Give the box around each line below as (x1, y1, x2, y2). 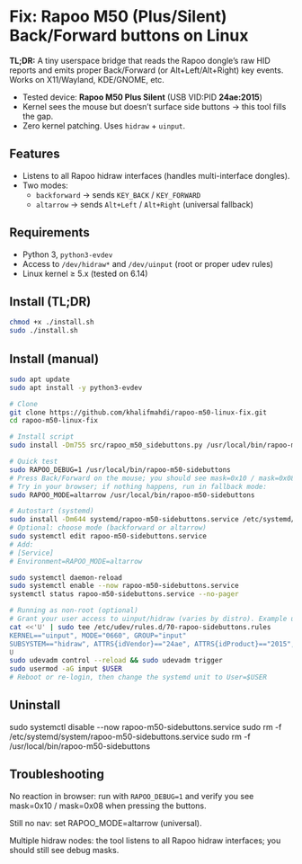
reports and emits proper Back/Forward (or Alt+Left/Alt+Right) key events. (9, 65, 284, 76)
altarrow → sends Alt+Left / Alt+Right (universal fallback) (35, 199, 254, 209)
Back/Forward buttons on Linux (9, 25, 249, 46)
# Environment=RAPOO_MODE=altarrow (9, 557, 143, 566)
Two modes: (22, 180, 69, 191)
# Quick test (9, 457, 58, 467)
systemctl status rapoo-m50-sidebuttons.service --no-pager (9, 590, 240, 599)
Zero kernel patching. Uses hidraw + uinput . (22, 120, 186, 131)
